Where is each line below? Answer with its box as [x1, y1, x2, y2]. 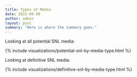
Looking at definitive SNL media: [5, 57, 71, 63]
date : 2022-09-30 [5, 12, 40, 16]
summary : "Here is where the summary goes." [5, 25, 97, 30]
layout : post [5, 20, 32, 26]
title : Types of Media [5, 7, 51, 12]
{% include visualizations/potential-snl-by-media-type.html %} [5, 48, 132, 54]
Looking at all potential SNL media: [5, 38, 75, 44]
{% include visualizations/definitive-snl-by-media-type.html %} [5, 66, 133, 73]
